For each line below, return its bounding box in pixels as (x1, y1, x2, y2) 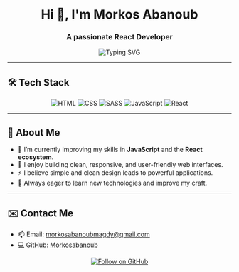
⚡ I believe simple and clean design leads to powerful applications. (17, 168, 213, 177)
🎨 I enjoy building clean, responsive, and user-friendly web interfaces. (17, 161, 223, 169)
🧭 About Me (7, 126, 60, 138)
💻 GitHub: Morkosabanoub (17, 241, 98, 249)
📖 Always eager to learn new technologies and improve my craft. (17, 178, 208, 188)
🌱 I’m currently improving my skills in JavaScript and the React (17, 146, 203, 154)
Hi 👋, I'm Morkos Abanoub (41, 6, 198, 23)
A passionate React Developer (66, 32, 173, 42)
